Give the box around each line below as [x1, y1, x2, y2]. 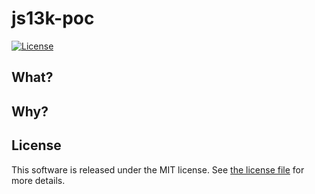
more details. [11, 174, 66, 186]
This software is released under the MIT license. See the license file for [11, 163, 305, 176]
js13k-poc [11, 7, 95, 30]
